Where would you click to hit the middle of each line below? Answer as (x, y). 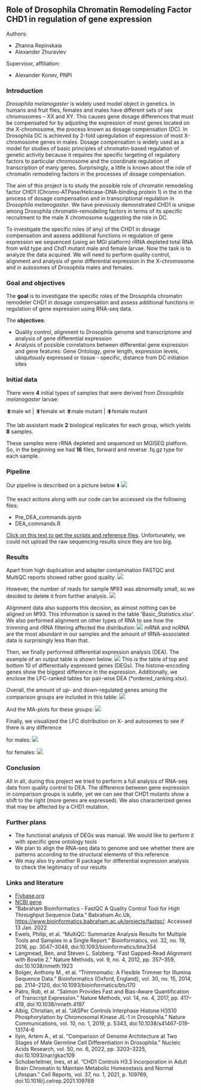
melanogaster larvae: (32, 399)
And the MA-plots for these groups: (50, 710)
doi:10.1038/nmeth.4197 (56, 1004)
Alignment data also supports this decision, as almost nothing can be (91, 608)
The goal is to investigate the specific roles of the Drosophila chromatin (94, 296)
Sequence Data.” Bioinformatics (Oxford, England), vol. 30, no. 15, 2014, (103, 979)
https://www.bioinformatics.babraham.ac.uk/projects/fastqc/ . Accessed (103, 921)
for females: (21, 752)
